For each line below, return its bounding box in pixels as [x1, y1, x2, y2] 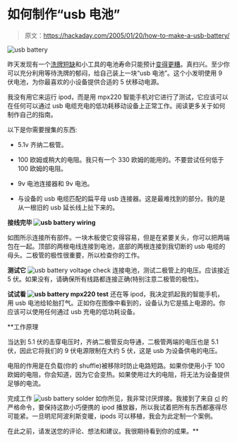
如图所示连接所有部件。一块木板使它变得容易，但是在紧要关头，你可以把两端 [7, 233, 230, 241]
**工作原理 [7, 322, 39, 331]
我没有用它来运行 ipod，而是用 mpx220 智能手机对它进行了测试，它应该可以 [7, 93, 229, 101]
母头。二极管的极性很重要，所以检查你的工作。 [7, 250, 143, 259]
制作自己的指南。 [7, 110, 57, 119]
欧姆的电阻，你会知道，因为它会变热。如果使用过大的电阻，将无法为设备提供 [7, 370, 230, 378]
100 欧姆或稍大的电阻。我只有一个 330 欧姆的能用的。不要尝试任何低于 [17, 155, 224, 163]
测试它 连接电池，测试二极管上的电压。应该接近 [7, 266, 231, 274]
